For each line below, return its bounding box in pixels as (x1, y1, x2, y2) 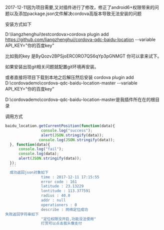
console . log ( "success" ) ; (40, 128, 93, 133)
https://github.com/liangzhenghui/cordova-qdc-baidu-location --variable (5, 36, 156, 42)
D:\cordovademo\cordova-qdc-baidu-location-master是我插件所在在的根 (5, 96, 155, 102)
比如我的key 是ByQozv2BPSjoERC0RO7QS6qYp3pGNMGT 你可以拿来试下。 (5, 53, 162, 59)
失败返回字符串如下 (5, 211, 39, 216)
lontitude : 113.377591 (40, 188, 91, 193)
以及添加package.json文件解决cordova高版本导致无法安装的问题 (9, 10, 142, 16)
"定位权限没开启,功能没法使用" (40, 216, 96, 221)
